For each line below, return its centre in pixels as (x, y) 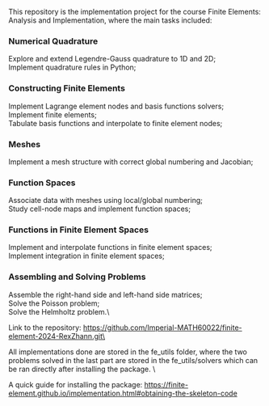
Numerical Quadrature (53, 41)
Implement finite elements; (53, 114)
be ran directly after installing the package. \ (82, 369)
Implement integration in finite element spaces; (86, 256)
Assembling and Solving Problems (77, 277)
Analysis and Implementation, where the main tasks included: (110, 20)
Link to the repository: (45, 328)
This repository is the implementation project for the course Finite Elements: (134, 12)
